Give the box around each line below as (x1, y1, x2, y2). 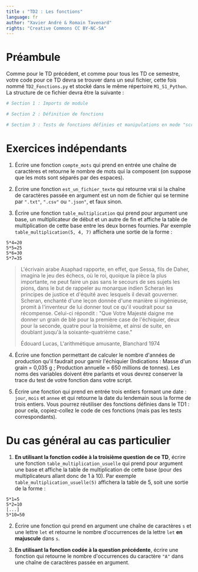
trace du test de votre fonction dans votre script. (14, 376, 133, 383)
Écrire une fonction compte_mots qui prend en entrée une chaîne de (14, 161, 177, 169)
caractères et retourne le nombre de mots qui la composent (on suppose (14, 167, 192, 174)
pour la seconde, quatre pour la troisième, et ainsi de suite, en (20, 322, 171, 329)
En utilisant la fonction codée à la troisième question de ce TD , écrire (14, 453, 186, 460)
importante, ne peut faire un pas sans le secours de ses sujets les (20, 278, 180, 285)
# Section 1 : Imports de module (6, 101, 88, 106)
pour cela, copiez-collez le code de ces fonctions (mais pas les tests (14, 406, 181, 414)
